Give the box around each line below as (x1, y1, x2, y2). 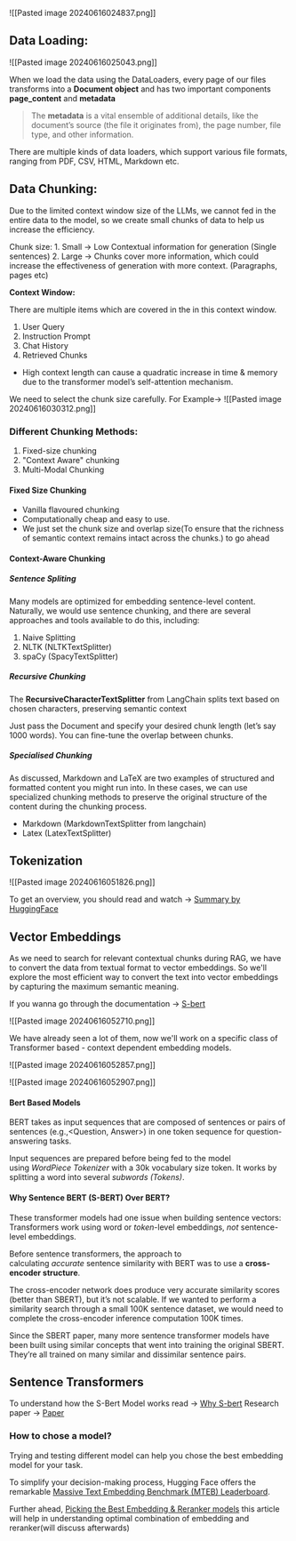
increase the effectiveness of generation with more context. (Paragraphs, (9, 260, 278, 270)
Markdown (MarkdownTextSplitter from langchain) (21, 818, 207, 829)
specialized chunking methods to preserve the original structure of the (9, 791, 268, 802)
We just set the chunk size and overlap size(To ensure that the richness (21, 524, 284, 534)
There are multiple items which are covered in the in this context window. (9, 304, 277, 315)
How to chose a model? (9, 1430, 113, 1442)
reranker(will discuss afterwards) (9, 1522, 131, 1533)
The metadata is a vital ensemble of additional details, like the (30, 110, 260, 121)
